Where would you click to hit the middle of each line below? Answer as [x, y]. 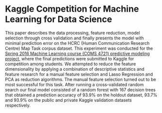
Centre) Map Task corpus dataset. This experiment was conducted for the [79, 48]
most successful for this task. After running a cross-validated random [74, 84]
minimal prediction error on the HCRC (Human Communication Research [77, 43]
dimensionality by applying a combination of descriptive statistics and [75, 69]
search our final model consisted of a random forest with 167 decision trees [81, 90]
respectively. [18, 105]
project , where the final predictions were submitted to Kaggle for [70, 58]
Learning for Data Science [59, 19]
